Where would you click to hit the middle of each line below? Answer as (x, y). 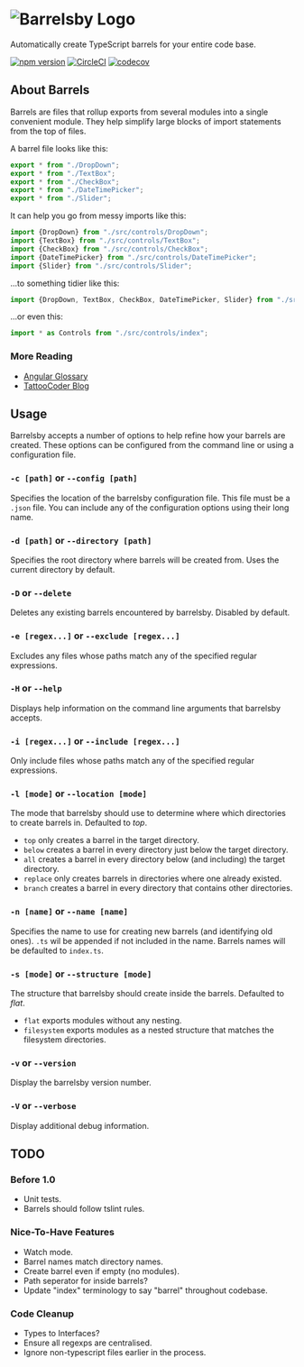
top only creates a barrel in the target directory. (111, 840)
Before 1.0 (33, 1179)
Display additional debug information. (80, 1125)
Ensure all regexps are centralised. (88, 1343)
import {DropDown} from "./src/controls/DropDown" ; (109, 233)
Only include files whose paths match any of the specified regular (133, 761)
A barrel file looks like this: (60, 148)
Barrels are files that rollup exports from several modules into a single (139, 112)
